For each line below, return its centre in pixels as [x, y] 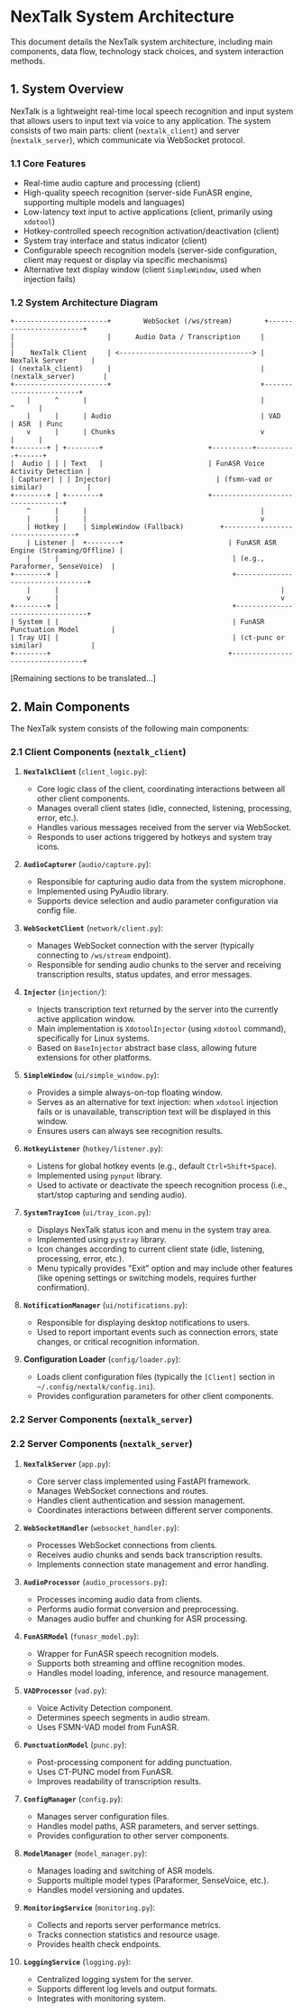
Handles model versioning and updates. [110, 1890]
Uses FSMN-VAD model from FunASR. [108, 1727]
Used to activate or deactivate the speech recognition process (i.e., [162, 1186]
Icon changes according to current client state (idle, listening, [151, 1249]
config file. [57, 911]
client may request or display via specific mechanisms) [125, 260]
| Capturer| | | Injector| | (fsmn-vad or [142, 480]
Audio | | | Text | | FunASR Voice [143, 464]
